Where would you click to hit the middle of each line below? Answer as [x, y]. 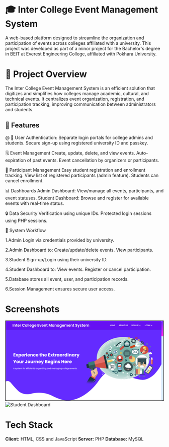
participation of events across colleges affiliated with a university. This [78, 43]
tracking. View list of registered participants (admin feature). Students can [82, 175]
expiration [16, 160]
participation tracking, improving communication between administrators [80, 104]
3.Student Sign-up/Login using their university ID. [56, 259]
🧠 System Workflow [26, 230]
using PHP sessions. [26, 220]
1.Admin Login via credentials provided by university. [60, 240]
